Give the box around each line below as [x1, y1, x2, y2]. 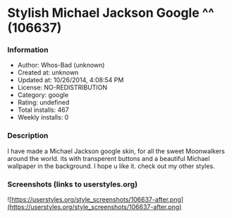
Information [7, 45, 49, 55]
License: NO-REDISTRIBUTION [17, 83, 108, 92]
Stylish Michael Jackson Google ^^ [7, 5, 215, 21]
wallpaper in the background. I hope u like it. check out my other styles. [7, 162, 215, 170]
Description [7, 131, 49, 141]
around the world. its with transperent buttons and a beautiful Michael [7, 154, 210, 162]
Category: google [17, 91, 69, 99]
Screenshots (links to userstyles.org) [7, 179, 138, 189]
